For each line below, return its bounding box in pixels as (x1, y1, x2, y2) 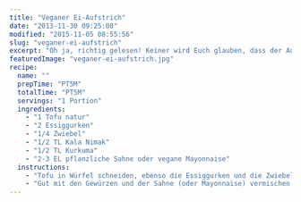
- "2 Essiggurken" (25, 122, 94, 130)
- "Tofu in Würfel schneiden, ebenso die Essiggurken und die (25, 171, 262, 180)
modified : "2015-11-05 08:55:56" (9, 29, 134, 38)
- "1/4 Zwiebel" (25, 130, 87, 139)
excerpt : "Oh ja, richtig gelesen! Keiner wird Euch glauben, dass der (9, 46, 282, 55)
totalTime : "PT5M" (17, 88, 87, 97)
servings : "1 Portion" (17, 96, 102, 105)
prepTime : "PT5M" (17, 80, 82, 88)
